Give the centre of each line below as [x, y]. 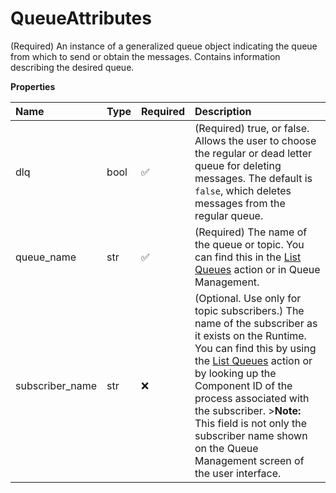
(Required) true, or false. [252, 128]
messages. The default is [253, 178]
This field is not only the [251, 423]
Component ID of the [243, 385]
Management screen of [249, 460]
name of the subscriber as [256, 323]
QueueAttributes [81, 18]
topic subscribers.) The [249, 310]
